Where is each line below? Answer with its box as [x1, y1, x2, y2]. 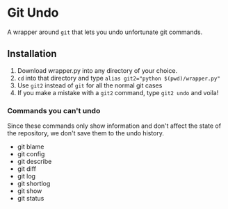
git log [17, 172, 36, 181]
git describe [17, 158, 52, 166]
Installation [7, 48, 57, 60]
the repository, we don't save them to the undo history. [7, 129, 165, 137]
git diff [17, 165, 37, 173]
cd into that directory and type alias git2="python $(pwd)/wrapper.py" [17, 74, 220, 82]
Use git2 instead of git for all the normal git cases [17, 81, 163, 90]
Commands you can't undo [7, 106, 101, 115]
